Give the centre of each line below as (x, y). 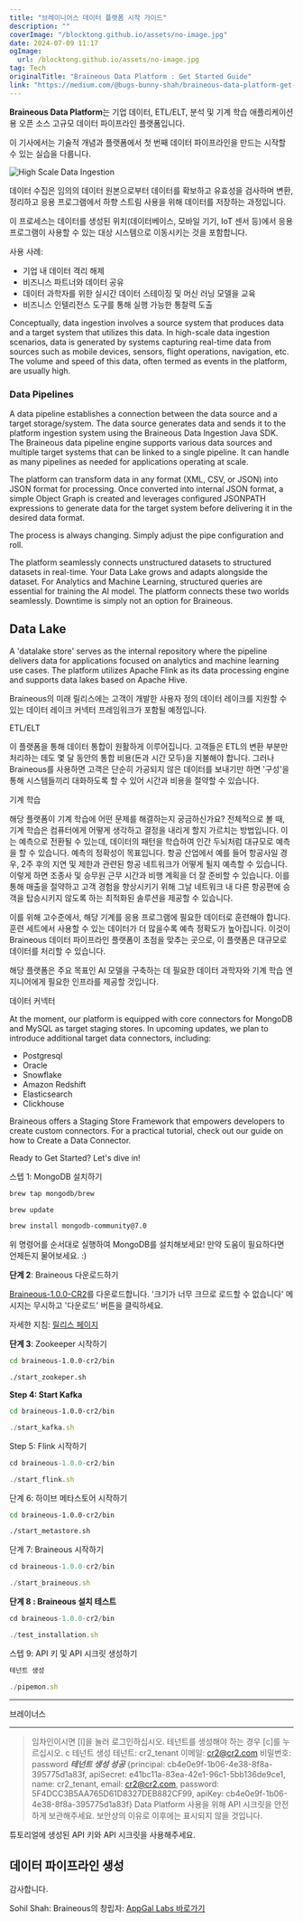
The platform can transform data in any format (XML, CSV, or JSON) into (144, 479)
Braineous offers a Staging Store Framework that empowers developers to (147, 1121)
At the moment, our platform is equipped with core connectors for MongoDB (151, 1019)
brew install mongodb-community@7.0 (78, 1226)
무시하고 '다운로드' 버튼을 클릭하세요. (98, 1305)
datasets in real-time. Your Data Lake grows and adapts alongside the (139, 571)
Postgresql (42, 1055)
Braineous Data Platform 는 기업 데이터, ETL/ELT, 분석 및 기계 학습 (129, 112)
